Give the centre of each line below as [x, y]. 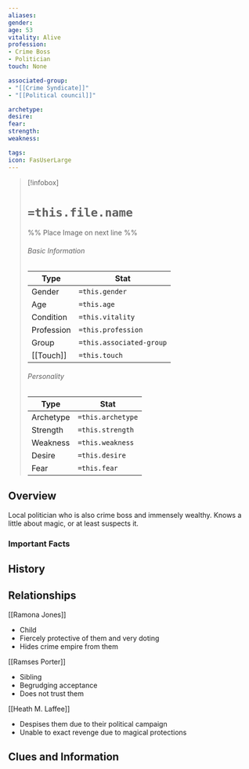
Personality [46, 377]
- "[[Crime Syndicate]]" [49, 88]
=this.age [96, 304]
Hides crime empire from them [69, 646]
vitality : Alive [34, 37]
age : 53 [21, 30]
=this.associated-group [123, 343]
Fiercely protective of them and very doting [89, 638]
